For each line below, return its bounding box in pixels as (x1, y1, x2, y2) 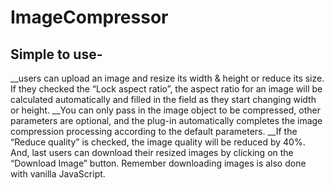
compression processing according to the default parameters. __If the (10, 126, 298, 137)
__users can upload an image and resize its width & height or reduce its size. (10, 72, 325, 84)
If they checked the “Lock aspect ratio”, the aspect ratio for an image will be (10, 83, 323, 95)
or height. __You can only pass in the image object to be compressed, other (10, 104, 321, 116)
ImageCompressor (10, 6, 169, 29)
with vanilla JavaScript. (10, 168, 106, 180)
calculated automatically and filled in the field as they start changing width (10, 94, 317, 105)
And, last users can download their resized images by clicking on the (10, 147, 294, 158)
